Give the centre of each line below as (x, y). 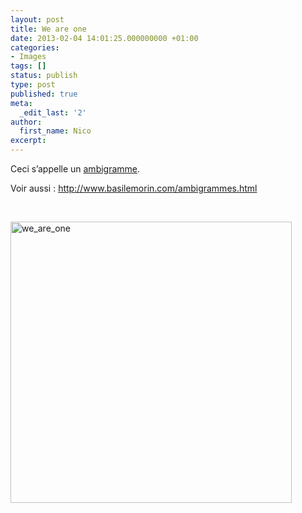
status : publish (44, 76)
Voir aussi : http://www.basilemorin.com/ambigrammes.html (134, 188)
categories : (35, 47)
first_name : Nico (55, 131)
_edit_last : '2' (53, 112)
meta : (21, 103)
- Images (28, 57)
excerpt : (28, 141)
